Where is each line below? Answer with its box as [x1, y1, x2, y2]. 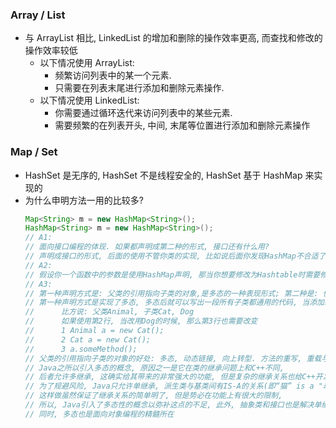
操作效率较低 [24, 44, 78, 57]
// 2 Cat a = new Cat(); [24, 334, 152, 345]
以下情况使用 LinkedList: [39, 94, 140, 107]
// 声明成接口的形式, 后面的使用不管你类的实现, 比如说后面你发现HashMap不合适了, [24, 251, 331, 262]
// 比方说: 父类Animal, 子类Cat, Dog [24, 307, 195, 317]
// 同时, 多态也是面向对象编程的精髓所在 [24, 409, 175, 419]
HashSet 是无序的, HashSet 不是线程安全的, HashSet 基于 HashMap [24, 169, 303, 181]
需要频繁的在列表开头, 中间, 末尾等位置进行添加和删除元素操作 [54, 119, 311, 132]
